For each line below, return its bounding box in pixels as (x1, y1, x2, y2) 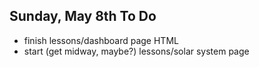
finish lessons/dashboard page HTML (23, 34, 179, 46)
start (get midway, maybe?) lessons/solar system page (23, 45, 250, 57)
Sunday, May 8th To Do (9, 8, 157, 25)
